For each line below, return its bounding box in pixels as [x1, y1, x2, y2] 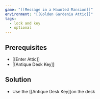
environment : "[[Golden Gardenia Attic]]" [5, 12, 93, 17]
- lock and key [9, 20, 41, 26]
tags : [5, 16, 16, 21]
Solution [5, 76, 31, 84]
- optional [9, 25, 32, 30]
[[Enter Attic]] [12, 56, 40, 62]
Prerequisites [5, 43, 47, 52]
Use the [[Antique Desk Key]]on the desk [12, 88, 96, 94]
